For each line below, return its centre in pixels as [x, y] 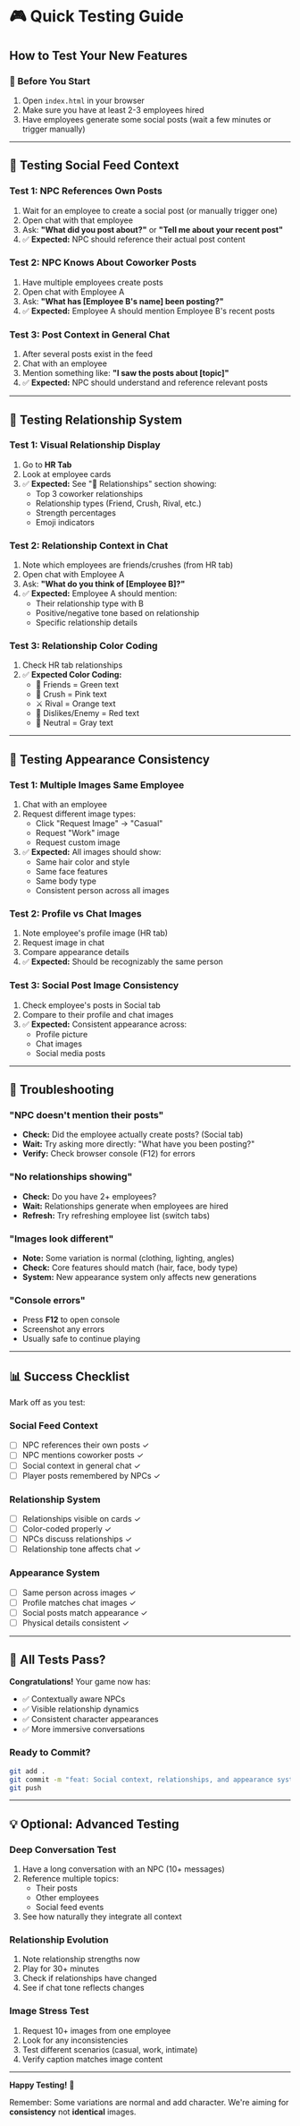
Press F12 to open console [71, 1319]
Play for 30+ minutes [61, 1968]
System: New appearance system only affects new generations [139, 1277]
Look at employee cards [67, 474]
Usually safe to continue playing [81, 1339]
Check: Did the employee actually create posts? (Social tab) [133, 1135]
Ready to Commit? [50, 1753]
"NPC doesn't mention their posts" [87, 1115]
